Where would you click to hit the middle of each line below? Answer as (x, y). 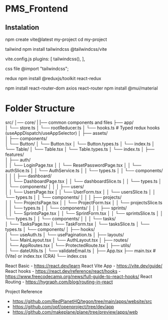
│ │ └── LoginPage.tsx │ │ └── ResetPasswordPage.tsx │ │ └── (73, 165)
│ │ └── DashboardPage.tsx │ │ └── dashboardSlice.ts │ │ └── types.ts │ (83, 181)
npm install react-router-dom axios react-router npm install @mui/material (81, 88)
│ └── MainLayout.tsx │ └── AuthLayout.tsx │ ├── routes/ (67, 240)
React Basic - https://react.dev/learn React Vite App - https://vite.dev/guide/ (84, 266)
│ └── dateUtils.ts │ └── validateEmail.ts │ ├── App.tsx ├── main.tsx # (80, 251)
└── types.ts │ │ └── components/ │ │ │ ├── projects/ (63, 197)
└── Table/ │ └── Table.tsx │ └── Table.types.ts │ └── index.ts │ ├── (80, 149)
